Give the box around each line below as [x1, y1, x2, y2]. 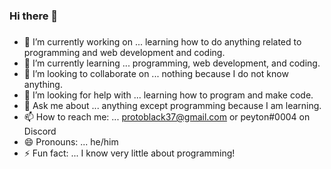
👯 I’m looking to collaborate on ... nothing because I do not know [23, 67, 289, 79]
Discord [23, 125, 57, 137]
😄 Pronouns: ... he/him [23, 135, 119, 148]
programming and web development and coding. [23, 46, 226, 58]
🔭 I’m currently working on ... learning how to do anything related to [23, 35, 302, 48]
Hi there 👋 [9, 9, 59, 23]
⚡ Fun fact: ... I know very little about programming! [23, 147, 236, 159]
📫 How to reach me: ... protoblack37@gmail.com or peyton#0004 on [23, 110, 311, 123]
